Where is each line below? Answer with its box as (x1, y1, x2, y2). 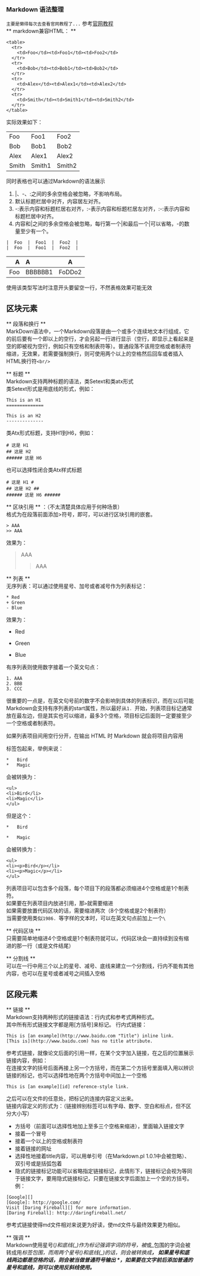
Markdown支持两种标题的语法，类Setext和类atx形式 (6, 378, 134, 385)
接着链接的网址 (14, 1145, 52, 1152)
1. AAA (6, 675, 23, 682)
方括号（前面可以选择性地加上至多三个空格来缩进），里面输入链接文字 (14, 1122, 185, 1130)
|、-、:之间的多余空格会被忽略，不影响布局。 (14, 190, 125, 198)
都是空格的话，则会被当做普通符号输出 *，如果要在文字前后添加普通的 (21, 1256, 193, 1263)
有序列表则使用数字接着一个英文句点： (6, 663, 100, 671)
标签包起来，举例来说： (6, 745, 64, 752)
